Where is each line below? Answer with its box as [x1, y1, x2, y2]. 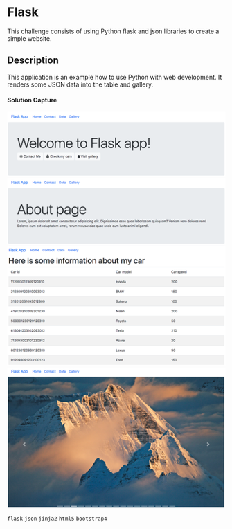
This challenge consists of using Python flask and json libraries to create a [7, 27, 220, 35]
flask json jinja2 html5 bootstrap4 [7, 515, 107, 523]
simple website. [7, 34, 52, 42]
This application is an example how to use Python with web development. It [7, 73, 222, 81]
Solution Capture [7, 96, 57, 105]
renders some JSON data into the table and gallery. [7, 80, 154, 89]
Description [7, 55, 59, 66]
